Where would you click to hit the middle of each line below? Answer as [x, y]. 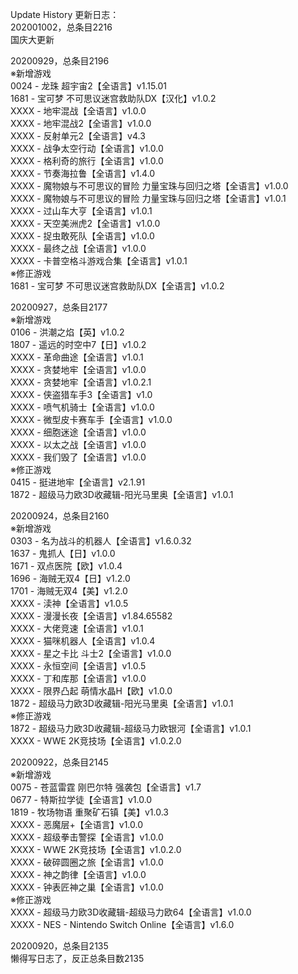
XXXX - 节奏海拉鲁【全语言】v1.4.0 [83, 173]
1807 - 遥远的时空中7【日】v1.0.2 [78, 344]
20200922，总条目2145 [59, 762]
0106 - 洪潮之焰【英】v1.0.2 [67, 332]
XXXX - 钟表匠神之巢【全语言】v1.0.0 [87, 887]
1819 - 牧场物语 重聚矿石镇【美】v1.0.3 [90, 812]
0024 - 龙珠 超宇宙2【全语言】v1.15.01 [89, 86]
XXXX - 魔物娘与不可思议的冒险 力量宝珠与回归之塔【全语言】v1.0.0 [149, 186]
